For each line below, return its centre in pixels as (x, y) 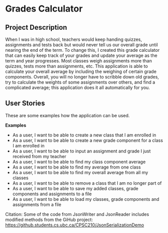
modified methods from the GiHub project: (49, 219)
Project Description (36, 27)
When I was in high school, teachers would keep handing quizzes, (74, 39)
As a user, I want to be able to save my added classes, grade (75, 188)
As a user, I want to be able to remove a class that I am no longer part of (87, 183)
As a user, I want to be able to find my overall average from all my (80, 172)
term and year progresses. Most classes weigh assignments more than (79, 61)
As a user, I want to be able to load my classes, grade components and (86, 199)
